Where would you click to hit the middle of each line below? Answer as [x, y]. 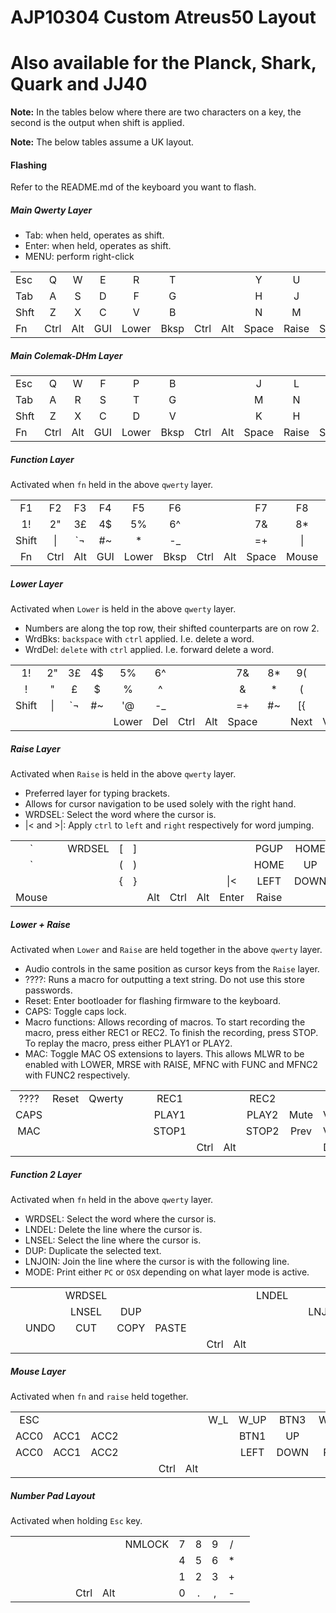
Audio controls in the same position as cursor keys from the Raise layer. [172, 969]
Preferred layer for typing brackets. [97, 793]
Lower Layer [36, 583]
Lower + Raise [40, 924]
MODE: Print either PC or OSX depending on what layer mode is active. [167, 1272]
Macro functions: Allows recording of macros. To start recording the [165, 1022]
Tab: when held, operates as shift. [94, 235]
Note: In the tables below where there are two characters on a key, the [156, 112]
